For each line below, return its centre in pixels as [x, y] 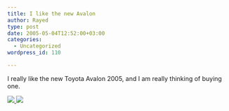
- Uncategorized [37, 46]
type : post [23, 27]
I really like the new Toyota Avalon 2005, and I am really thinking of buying [115, 78]
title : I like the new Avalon [52, 14]
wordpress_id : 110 [34, 53]
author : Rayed [28, 20]
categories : [25, 40]
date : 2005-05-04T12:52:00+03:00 [56, 33]
